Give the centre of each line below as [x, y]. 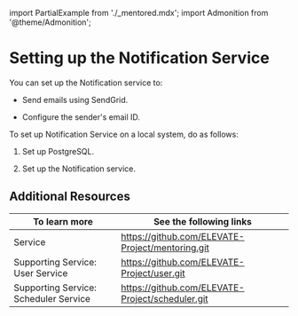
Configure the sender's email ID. [81, 117]
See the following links [203, 221]
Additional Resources [70, 197]
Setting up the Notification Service [140, 58]
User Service [41, 273]
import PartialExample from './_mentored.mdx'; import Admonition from [139, 13]
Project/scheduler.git [165, 298]
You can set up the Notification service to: [86, 83]
